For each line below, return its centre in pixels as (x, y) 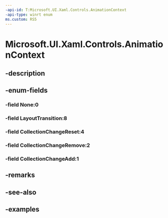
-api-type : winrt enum (29, 15)
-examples (22, 209)
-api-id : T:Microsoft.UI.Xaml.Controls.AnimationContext (66, 10)
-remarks (20, 175)
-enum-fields (26, 90)
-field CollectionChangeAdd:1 (42, 159)
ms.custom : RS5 (21, 19)
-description (25, 73)
